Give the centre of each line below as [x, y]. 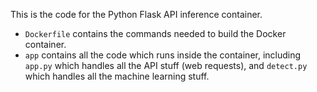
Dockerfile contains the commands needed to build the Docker [155, 33]
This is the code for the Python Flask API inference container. [136, 14]
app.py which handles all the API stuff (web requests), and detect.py [166, 65]
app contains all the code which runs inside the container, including [163, 55]
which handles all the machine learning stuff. [117, 76]
